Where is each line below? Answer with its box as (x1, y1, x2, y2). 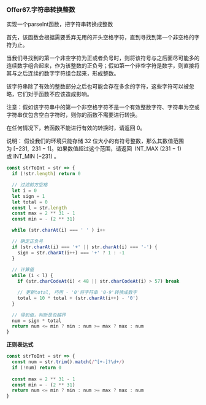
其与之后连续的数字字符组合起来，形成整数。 (6, 69, 120, 77)
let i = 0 (12, 187, 37, 194)
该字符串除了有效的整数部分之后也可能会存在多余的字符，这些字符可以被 (6, 83, 189, 90)
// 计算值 (12, 267, 34, 273)
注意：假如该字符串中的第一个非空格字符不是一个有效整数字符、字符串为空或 (6, 103, 200, 111)
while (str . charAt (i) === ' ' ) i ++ (12, 227, 105, 234)
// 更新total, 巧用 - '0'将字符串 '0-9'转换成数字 (17, 289, 137, 296)
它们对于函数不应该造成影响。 (17, 90, 93, 98)
